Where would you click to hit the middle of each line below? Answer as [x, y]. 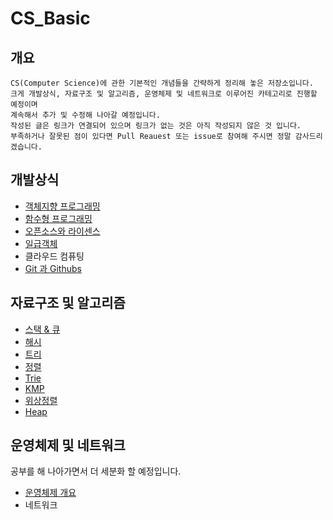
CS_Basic [50, 18]
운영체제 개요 [50, 493]
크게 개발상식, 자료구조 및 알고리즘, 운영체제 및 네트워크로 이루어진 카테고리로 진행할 [164, 94]
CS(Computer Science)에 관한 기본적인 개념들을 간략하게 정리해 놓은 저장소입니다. [162, 83]
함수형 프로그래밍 [58, 218]
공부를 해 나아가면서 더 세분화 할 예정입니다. [96, 471]
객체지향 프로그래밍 [62, 206]
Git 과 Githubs [53, 268]
